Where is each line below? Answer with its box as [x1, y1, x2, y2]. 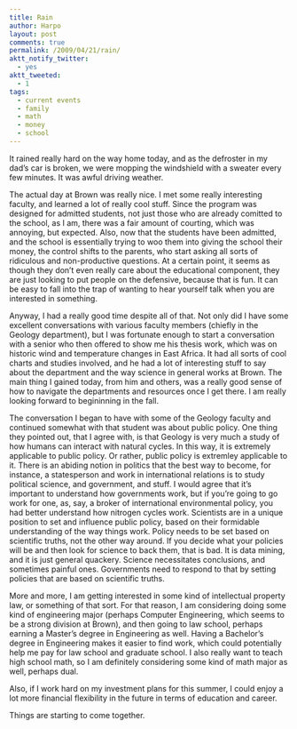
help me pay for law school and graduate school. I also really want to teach [9, 646, 284, 658]
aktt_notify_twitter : [9, 54, 90, 63]
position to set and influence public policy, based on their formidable [9, 517, 260, 527]
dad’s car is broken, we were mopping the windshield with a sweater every [9, 162, 282, 173]
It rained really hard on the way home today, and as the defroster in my [9, 153, 269, 164]
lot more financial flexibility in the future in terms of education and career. [9, 693, 277, 703]
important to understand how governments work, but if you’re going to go [9, 488, 278, 499]
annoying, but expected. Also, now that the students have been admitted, [9, 227, 277, 237]
